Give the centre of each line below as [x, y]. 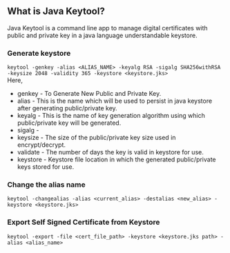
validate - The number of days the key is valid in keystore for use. [110, 152]
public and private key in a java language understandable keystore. [103, 35]
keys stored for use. [46, 167]
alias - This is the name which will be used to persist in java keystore [115, 101]
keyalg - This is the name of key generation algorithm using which [111, 116]
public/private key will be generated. [69, 123]
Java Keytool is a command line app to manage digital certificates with [108, 28]
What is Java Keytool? [56, 11]
